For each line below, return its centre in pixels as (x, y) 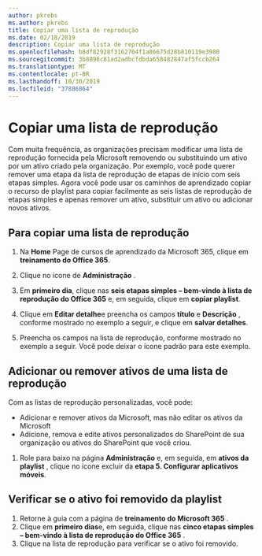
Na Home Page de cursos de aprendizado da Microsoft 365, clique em (134, 252)
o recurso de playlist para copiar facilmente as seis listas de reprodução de (130, 191)
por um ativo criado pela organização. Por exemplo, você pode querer (122, 166)
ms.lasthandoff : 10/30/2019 (54, 81)
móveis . (33, 474)
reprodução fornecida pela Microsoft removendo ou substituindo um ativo (128, 158)
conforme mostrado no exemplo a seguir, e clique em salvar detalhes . (134, 323)
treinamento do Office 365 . (65, 260)
